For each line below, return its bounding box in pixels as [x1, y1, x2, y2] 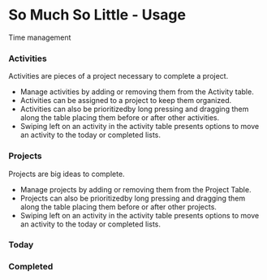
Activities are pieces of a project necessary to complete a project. [8, 71, 229, 81]
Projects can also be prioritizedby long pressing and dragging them [19, 193, 246, 203]
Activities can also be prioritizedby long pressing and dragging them [19, 104, 249, 114]
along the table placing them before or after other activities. [19, 113, 220, 123]
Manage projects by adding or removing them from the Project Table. [19, 184, 252, 194]
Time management [8, 32, 71, 42]
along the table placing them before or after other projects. [19, 201, 217, 212]
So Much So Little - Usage [8, 6, 187, 24]
